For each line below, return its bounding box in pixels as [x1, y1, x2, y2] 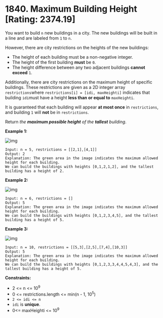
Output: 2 [5, 151, 25, 156]
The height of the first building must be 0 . [12, 59, 96, 65]
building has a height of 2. [5, 169, 64, 173]
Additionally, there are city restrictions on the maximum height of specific [5, 79, 153, 85]
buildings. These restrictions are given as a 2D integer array [5, 84, 125, 90]
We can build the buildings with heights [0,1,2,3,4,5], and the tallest [5, 213, 159, 218]
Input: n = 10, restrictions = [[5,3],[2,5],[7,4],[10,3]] [5, 245, 128, 250]
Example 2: [5, 177, 28, 183]
